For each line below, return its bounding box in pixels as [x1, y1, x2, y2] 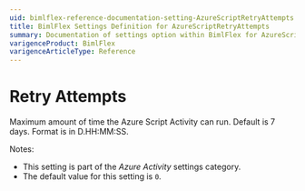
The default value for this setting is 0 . [22, 171, 162, 182]
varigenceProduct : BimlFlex [9, 38, 116, 48]
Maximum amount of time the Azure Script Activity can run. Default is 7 [9, 116, 276, 127]
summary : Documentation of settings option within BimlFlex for [9, 30, 258, 39]
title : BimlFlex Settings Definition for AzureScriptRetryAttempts [9, 22, 271, 31]
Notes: [9, 144, 34, 155]
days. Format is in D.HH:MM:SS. [9, 126, 129, 137]
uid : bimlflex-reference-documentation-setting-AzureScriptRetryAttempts [9, 13, 295, 23]
